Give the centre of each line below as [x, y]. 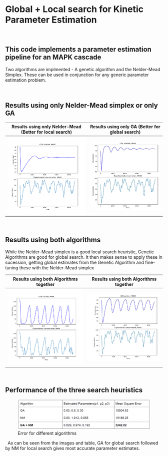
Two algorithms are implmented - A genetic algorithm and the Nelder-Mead [83, 69]
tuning [12, 268]
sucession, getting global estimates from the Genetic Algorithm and [74, 263]
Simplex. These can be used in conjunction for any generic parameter [77, 75]
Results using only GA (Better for [125, 127]
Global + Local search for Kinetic [74, 9]
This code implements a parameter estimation [78, 49]
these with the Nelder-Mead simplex [57, 268]
